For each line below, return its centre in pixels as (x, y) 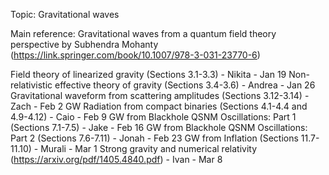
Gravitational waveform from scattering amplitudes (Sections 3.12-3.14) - (160, 95)
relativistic (31, 85)
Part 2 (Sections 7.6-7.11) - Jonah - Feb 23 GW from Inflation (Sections (154, 138)
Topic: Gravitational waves (65, 14)
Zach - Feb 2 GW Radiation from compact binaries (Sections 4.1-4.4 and (159, 106)
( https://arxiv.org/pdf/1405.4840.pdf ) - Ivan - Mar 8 (116, 159)
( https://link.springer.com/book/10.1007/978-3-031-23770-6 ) (135, 55)
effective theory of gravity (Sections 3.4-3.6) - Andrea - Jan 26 (185, 85)
